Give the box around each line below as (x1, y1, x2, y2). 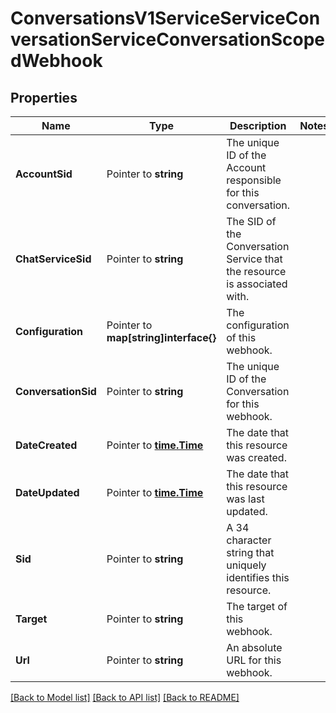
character (226, 533, 272, 547)
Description (229, 119, 287, 132)
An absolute (226, 641, 283, 654)
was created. (226, 451, 287, 464)
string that (226, 546, 275, 559)
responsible (226, 173, 282, 187)
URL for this (226, 653, 282, 667)
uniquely (226, 558, 267, 572)
